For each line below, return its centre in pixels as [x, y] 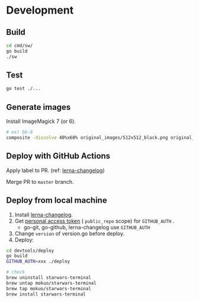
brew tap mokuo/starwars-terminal [49, 288]
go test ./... [24, 89]
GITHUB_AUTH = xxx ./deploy [38, 262]
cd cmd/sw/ [20, 46]
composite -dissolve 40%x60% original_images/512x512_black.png [87, 138]
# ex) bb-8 [20, 132]
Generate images [38, 107]
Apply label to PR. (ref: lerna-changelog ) [55, 170]
